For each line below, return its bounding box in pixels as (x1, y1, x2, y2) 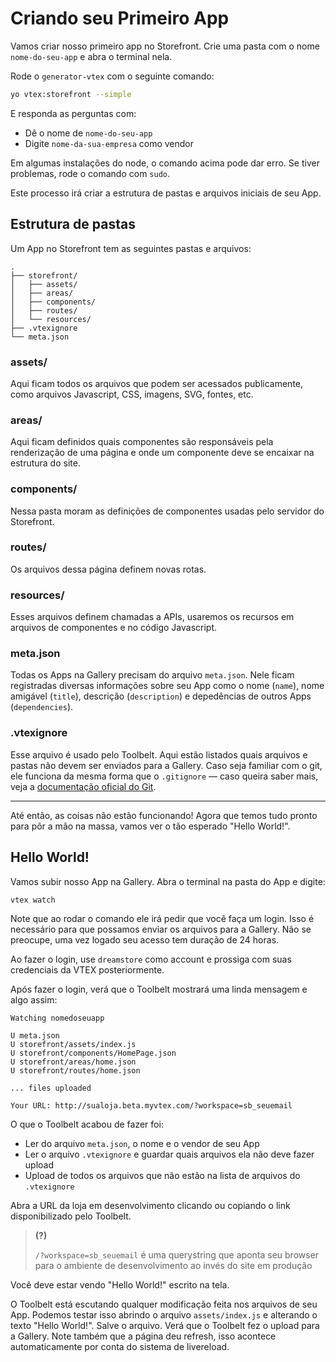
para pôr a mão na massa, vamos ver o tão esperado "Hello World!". (10, 820, 291, 832)
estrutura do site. (10, 457, 81, 469)
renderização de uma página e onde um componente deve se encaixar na (10, 447, 315, 459)
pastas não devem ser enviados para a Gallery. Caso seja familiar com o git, (10, 759, 323, 771)
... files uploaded (10, 1083, 92, 1094)
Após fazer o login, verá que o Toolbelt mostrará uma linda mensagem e (10, 983, 308, 996)
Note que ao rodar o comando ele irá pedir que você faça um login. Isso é (10, 913, 315, 925)
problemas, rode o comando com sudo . (10, 167, 171, 179)
